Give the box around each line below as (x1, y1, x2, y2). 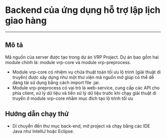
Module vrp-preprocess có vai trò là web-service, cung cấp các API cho (12, 84, 160, 91)
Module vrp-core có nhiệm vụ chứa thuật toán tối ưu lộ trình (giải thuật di (12, 69, 161, 75)
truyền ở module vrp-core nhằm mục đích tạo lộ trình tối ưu (12, 95, 133, 101)
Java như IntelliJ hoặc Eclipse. (12, 128, 74, 134)
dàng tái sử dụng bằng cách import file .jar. (12, 79, 100, 85)
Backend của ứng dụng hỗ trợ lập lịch (5, 4, 161, 16)
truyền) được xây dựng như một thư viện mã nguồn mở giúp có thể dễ (12, 74, 154, 80)
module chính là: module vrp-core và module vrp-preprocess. (5, 59, 131, 65)
